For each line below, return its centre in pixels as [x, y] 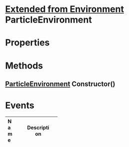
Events [20, 105]
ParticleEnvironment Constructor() [60, 84]
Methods [24, 65]
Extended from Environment [65, 9]
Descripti [38, 127]
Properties [27, 43]
